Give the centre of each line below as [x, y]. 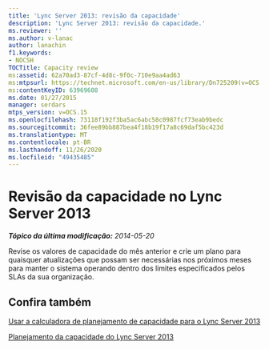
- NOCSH [21, 61]
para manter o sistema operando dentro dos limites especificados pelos [127, 268]
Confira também [50, 302]
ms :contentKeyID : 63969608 [53, 90]
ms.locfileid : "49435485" [51, 157]
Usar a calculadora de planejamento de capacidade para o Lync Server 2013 [134, 321]
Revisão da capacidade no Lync [115, 197]
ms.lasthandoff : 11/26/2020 [55, 150]
